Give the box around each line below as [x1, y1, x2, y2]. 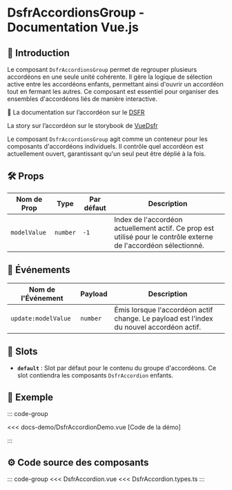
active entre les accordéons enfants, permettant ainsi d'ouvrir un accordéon [7, 80, 224, 88]
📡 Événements [7, 264, 70, 276]
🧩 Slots [7, 346, 38, 357]
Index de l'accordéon [113, 214, 183, 224]
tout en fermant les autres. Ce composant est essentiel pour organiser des [7, 88, 219, 95]
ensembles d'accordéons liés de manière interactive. [7, 95, 157, 103]
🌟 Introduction [7, 47, 70, 59]
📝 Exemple [7, 391, 54, 403]
